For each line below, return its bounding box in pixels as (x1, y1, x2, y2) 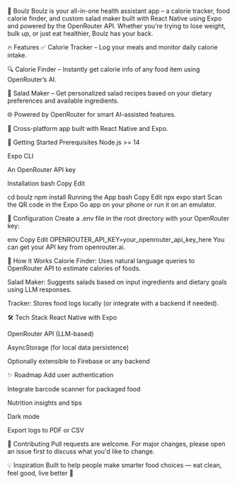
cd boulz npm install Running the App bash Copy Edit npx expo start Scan (7, 193, 223, 201)
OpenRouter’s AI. (7, 75, 57, 83)
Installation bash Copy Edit (7, 179, 86, 188)
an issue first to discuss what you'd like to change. (7, 447, 155, 456)
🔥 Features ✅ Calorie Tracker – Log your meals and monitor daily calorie (7, 43, 218, 51)
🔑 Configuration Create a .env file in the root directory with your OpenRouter (7, 214, 230, 222)
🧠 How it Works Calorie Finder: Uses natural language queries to (7, 257, 195, 265)
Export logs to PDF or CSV (7, 426, 85, 434)
